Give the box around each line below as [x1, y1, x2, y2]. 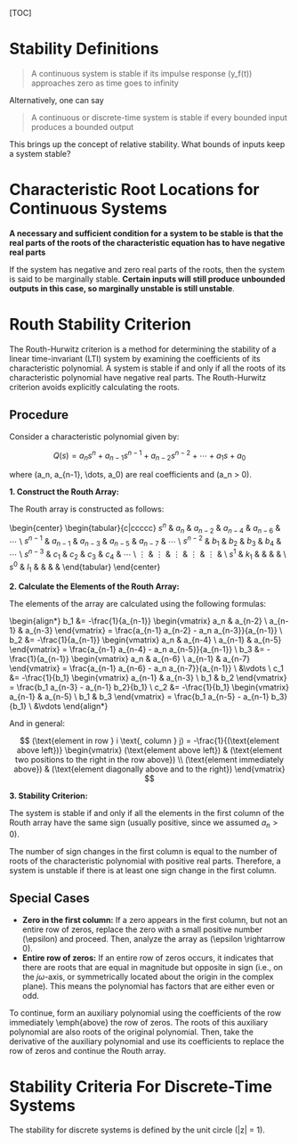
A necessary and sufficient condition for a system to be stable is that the [9, 227, 284, 239]
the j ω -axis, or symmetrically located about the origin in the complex [21, 971, 274, 982]
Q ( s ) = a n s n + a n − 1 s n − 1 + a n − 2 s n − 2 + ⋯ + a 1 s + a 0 [52, 448, 246, 462]
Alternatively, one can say [9, 94, 104, 105]
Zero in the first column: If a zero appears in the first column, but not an [21, 914, 288, 925]
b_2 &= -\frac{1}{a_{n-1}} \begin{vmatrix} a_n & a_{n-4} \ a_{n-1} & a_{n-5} [9, 634, 282, 645]
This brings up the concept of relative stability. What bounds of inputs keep [9, 138, 286, 150]
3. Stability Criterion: [9, 790, 88, 801]
